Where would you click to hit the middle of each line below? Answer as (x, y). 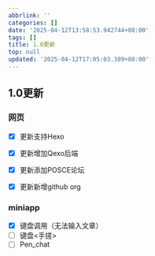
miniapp (24, 207)
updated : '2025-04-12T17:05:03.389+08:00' (79, 60)
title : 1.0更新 (32, 45)
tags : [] (22, 37)
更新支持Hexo (42, 136)
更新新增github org (50, 187)
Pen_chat (35, 244)
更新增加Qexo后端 (49, 153)
